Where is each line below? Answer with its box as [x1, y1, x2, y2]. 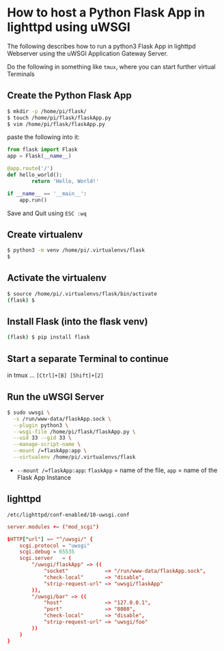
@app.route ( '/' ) [7, 165, 53, 172]
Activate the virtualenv [7, 272, 107, 284]
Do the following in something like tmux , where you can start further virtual [7, 62, 216, 71]
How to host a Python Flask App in [7, 5, 206, 21]
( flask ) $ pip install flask [7, 334, 90, 341]
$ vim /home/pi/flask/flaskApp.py [7, 121, 106, 127]
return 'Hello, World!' [31, 177, 99, 184]
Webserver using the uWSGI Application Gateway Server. [7, 49, 169, 58]
